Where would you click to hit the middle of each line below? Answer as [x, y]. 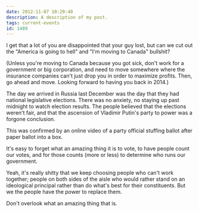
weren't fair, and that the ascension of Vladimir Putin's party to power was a [99, 113]
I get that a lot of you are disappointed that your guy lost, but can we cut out [99, 45]
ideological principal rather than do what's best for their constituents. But [96, 186]
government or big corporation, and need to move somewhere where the [96, 70]
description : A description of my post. [57, 17]
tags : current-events [33, 23]
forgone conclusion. [31, 119]
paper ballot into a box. [35, 137]
